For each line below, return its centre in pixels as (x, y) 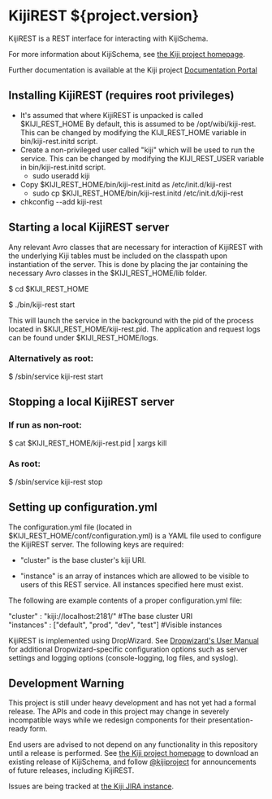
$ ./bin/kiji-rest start (42, 305)
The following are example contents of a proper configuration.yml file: (125, 600)
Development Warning (66, 684)
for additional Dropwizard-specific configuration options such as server (128, 649)
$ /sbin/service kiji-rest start (56, 376)
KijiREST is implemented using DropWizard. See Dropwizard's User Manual (134, 640)
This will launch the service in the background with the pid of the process (131, 320)
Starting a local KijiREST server (89, 228)
